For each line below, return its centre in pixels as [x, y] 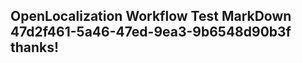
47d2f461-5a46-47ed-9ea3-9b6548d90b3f [151, 32]
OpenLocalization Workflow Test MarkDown [151, 16]
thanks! [35, 47]
